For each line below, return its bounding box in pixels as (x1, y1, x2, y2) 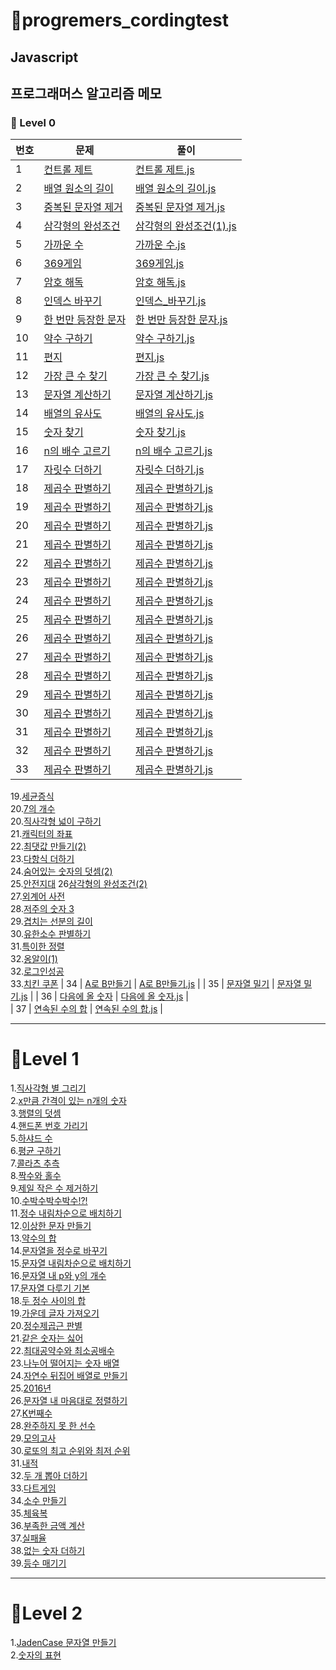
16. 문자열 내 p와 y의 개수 (10, 1270, 107, 1282)
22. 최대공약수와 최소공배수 (10, 1345, 115, 1357)
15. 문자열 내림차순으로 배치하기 (10, 1257, 132, 1269)
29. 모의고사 (10, 1432, 57, 1444)
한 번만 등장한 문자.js (135, 313, 228, 327)
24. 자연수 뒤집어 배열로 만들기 (10, 1370, 128, 1382)
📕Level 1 (10, 1048, 80, 1071)
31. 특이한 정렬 (10, 940, 65, 953)
